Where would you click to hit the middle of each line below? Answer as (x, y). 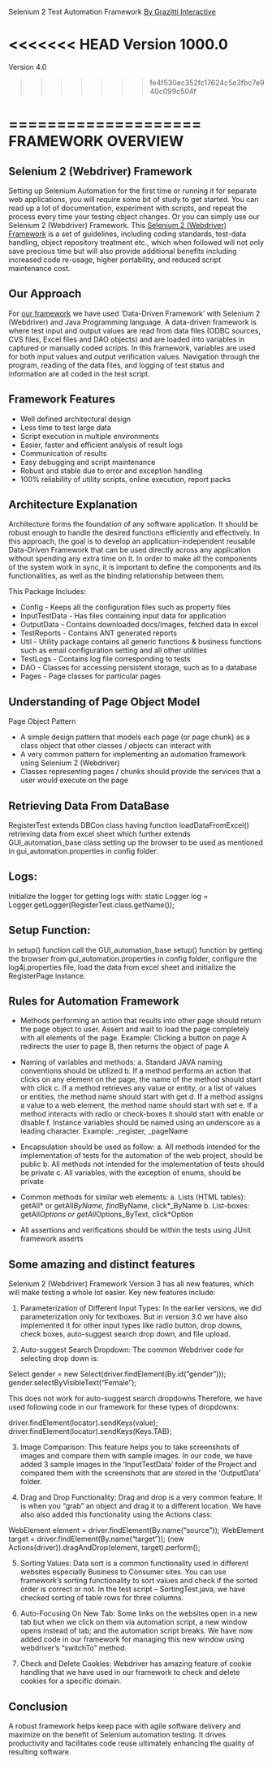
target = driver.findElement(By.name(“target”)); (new (96, 1539)
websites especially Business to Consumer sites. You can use (123, 1572)
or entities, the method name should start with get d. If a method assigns (142, 1097)
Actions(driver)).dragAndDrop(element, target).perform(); (104, 1548)
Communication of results (63, 453)
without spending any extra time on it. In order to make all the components (133, 558)
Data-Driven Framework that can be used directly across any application (130, 550)
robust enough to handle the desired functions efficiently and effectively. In (134, 533)
